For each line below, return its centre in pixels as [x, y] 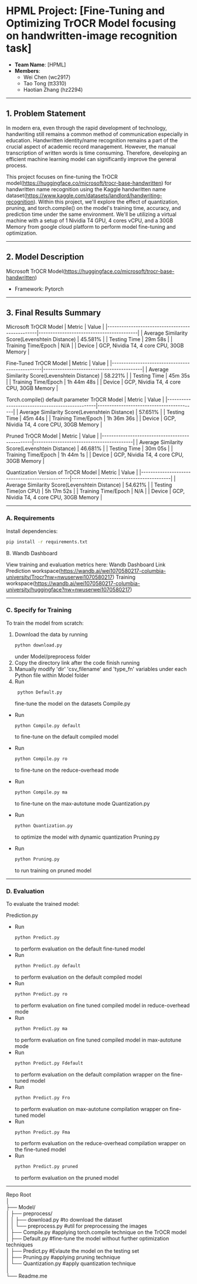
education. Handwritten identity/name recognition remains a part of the [92, 140]
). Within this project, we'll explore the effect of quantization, [106, 202]
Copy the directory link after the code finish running [77, 662]
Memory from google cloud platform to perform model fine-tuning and [91, 226]
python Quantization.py [44, 826]
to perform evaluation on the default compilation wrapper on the [92, 1074]
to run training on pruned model [53, 870]
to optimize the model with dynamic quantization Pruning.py [87, 837]
